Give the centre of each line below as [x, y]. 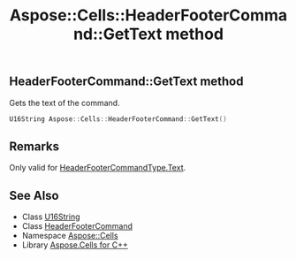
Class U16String [51, 217]
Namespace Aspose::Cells [70, 236]
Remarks [34, 146]
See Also [34, 195]
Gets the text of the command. [65, 103]
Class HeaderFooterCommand [77, 226]
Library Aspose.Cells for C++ [75, 245]
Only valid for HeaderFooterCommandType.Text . [98, 168]
